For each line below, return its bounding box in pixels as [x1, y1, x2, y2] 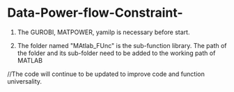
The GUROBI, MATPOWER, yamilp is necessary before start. [17, 28, 190, 36]
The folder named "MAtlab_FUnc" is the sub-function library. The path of [17, 41, 228, 49]
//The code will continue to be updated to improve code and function [7, 70, 205, 78]
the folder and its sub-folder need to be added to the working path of [17, 49, 216, 57]
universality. [7, 77, 42, 85]
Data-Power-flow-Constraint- [7, 5, 183, 21]
